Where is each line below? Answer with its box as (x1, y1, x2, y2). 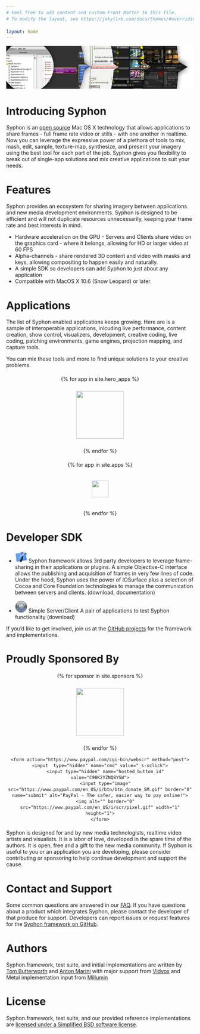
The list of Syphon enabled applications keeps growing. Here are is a (6, 318, 175, 325)
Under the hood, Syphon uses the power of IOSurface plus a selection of (14, 576, 193, 583)
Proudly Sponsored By (6, 653, 119, 666)
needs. (6, 162, 23, 170)
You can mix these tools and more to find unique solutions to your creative (6, 355, 189, 362)
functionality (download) (14, 614, 76, 621)
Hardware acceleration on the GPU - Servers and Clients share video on (14, 233, 192, 241)
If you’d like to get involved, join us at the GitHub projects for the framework (6, 625, 192, 632)
